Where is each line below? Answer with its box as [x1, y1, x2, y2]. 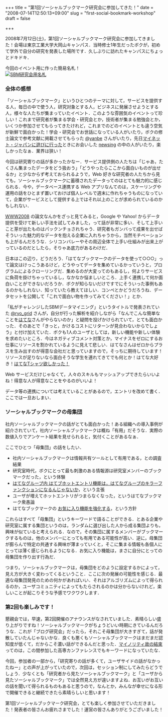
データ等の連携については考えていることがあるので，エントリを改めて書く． [5, 388, 163, 394]
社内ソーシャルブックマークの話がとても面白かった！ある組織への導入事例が [5, 421, 163, 427]
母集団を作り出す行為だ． [5, 553, 58, 560]
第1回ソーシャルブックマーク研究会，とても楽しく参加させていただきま [5, 700, 152, 706]
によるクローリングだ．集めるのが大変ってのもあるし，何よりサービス [18, 268, 163, 274]
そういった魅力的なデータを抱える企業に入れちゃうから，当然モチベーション [5, 232, 163, 238]
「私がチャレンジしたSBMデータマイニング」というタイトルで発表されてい [5, 304, 160, 310]
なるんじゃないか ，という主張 [43, 486, 105, 492]
